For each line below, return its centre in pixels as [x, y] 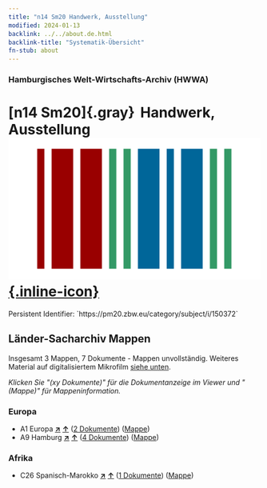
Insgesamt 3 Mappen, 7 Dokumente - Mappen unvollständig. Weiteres [124, 358]
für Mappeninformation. [82, 390]
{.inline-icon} [54, 292]
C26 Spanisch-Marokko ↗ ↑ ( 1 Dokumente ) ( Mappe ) [107, 475]
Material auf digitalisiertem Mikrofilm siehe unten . [90, 366]
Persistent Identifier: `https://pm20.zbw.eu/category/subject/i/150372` [123, 314]
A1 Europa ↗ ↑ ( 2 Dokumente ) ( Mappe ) [85, 429]
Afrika [21, 458]
